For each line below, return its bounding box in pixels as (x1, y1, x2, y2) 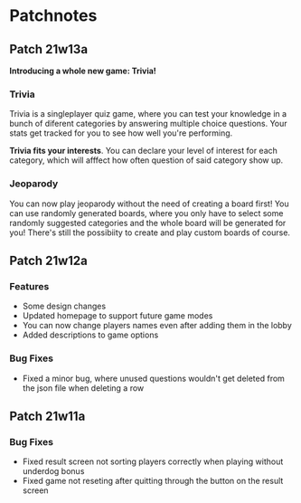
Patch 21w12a (9, 252, 89, 268)
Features (9, 280, 50, 292)
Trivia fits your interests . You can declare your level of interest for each (9, 146, 278, 157)
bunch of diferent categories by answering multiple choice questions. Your (9, 119, 287, 129)
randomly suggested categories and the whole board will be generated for (9, 217, 287, 228)
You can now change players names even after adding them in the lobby (22, 320, 292, 331)
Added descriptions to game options (22, 329, 159, 340)
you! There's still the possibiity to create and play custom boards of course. (9, 227, 291, 238)
